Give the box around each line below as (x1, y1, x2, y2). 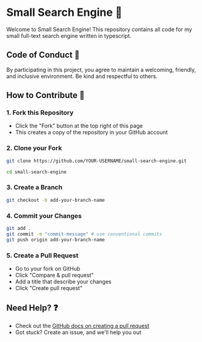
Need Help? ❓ (6, 303, 59, 313)
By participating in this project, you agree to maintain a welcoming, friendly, (6, 66, 197, 73)
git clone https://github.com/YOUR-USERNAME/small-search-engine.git (6, 158, 187, 164)
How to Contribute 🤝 (6, 90, 85, 101)
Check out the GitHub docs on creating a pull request (15, 322, 150, 329)
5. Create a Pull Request (6, 251, 79, 260)
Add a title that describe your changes (15, 277, 112, 285)
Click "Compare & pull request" (15, 271, 94, 279)
